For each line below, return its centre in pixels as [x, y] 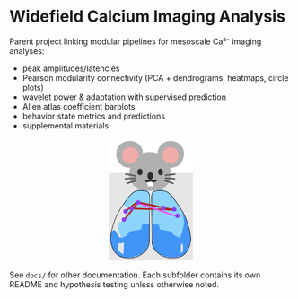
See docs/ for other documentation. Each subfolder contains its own [135, 275]
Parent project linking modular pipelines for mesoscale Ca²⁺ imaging [136, 41]
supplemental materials [66, 125]
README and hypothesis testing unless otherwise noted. [114, 284]
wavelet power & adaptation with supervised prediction [124, 97]
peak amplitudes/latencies [71, 68]
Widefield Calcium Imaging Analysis [147, 17]
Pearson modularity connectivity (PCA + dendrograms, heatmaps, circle [155, 77]
